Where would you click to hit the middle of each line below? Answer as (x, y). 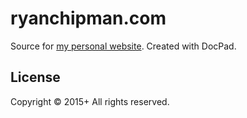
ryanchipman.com (88, 18)
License (35, 77)
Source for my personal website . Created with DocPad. (123, 46)
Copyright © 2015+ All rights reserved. (90, 101)
